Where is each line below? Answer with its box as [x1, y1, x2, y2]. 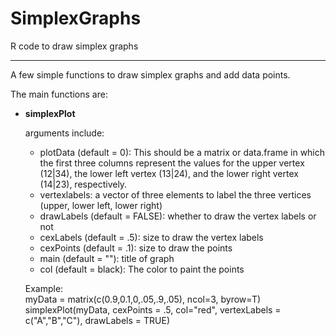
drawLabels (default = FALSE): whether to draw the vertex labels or [39, 210, 317, 222]
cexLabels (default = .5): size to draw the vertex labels [39, 231, 264, 243]
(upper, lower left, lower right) [39, 199, 163, 211]
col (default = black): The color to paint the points [39, 263, 245, 275]
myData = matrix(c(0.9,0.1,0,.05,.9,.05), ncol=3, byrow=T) [24, 293, 262, 305]
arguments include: [24, 127, 105, 139]
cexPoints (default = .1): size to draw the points [39, 242, 233, 254]
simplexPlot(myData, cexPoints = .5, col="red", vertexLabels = [24, 303, 282, 316]
